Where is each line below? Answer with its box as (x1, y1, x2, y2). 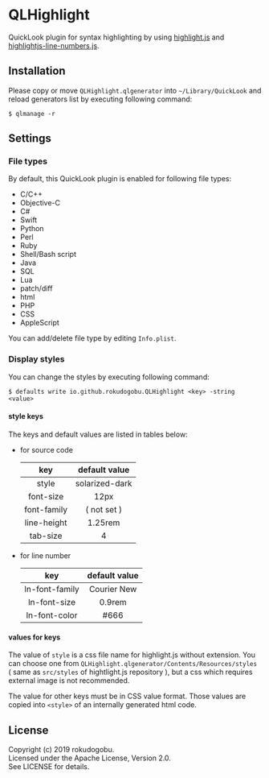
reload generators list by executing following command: (8, 94, 193, 104)
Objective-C (19, 198, 61, 208)
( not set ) (85, 503, 123, 515)
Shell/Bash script (19, 250, 77, 259)
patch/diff (19, 283, 53, 293)
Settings (8, 131, 52, 146)
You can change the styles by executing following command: (8, 372, 210, 382)
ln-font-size (27, 596, 76, 607)
